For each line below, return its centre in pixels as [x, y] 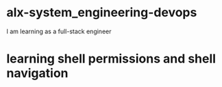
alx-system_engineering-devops [102, 13]
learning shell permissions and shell [111, 59]
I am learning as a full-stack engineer [59, 31]
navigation [37, 73]
